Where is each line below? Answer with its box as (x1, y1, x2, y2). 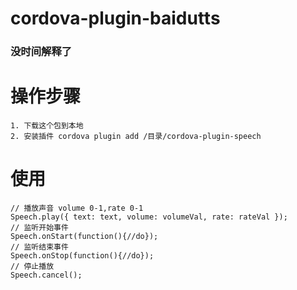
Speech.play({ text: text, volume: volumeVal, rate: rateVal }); (10, 212, 288, 222)
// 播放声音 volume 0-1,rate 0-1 (10, 203, 144, 213)
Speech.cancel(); (10, 270, 83, 280)
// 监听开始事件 (10, 222, 69, 232)
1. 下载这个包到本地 (10, 121, 84, 131)
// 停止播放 (10, 261, 55, 271)
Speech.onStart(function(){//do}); (10, 231, 159, 241)
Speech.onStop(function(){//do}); (10, 250, 155, 261)
